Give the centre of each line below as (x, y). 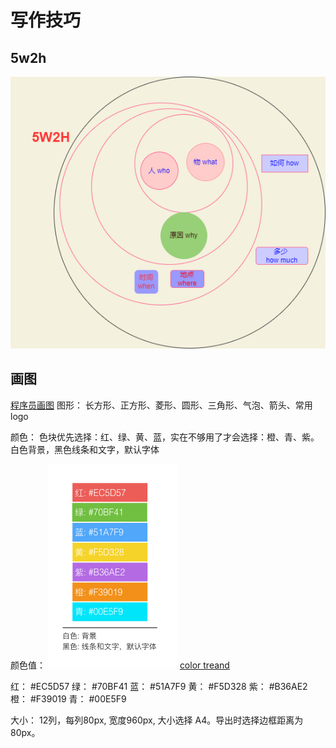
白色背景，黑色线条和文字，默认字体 (85, 449)
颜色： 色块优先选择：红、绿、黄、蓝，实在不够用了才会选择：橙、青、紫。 (165, 437)
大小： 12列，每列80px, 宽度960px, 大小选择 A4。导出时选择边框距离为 (157, 720)
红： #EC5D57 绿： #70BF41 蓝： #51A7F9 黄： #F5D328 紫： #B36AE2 (159, 686)
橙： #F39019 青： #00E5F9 (68, 698)
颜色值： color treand (120, 665)
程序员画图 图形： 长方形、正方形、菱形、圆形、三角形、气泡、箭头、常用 (161, 405)
